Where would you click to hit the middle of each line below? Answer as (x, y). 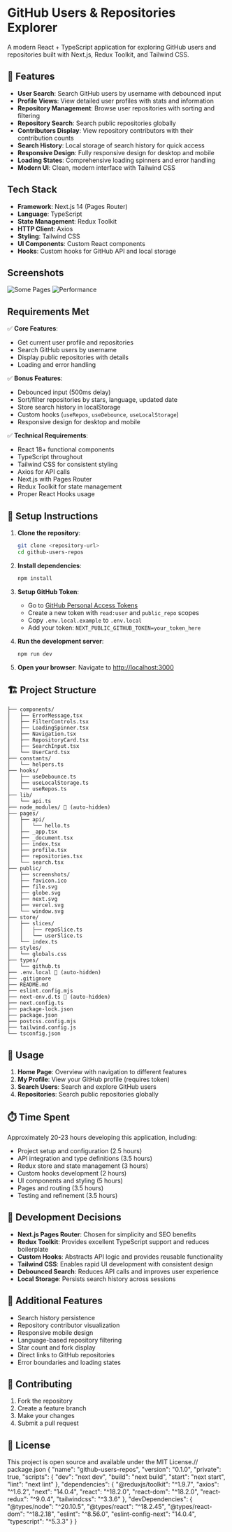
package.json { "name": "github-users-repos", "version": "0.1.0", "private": (114, 1470)
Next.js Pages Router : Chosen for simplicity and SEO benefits (107, 1234)
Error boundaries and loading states (69, 1362)
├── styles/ (24, 948)
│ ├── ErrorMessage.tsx (45, 716)
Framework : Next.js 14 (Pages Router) (72, 206)
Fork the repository (45, 1401)
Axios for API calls (44, 472)
